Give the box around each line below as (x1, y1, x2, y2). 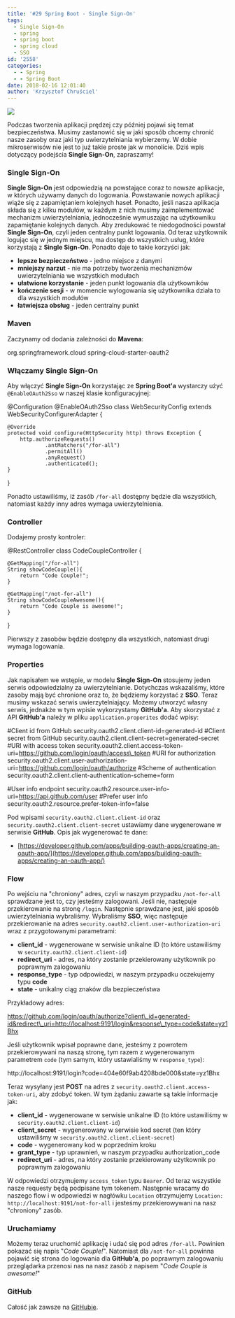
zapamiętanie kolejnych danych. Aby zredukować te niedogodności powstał (7, 221, 226, 229)
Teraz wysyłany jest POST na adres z (7, 1082, 115, 1091)
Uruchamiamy (7, 1224, 57, 1233)
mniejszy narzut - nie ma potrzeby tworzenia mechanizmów (17, 264, 192, 273)
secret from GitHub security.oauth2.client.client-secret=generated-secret (7, 734, 220, 742)
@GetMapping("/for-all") (7, 560, 80, 567)
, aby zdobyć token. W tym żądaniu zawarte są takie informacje (35, 1089, 218, 1098)
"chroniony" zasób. (7, 1206, 63, 1214)
